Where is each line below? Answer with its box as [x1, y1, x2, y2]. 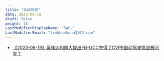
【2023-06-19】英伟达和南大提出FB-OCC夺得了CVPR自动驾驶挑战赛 [12, 45, 154, 50]
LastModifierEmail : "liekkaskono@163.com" [5, 30, 95, 35]
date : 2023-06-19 [5, 12, 42, 17]
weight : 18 [5, 21, 28, 26]
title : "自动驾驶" [5, 7, 41, 12]
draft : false [5, 16, 33, 21]
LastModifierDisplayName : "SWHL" [5, 26, 75, 31]
